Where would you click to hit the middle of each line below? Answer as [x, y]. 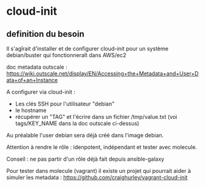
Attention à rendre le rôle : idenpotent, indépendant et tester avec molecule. [102, 147]
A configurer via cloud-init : [41, 92]
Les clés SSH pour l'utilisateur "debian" [65, 104]
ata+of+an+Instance [32, 80]
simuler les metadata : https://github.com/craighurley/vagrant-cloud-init [97, 177]
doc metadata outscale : [37, 67]
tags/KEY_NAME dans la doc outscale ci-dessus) [77, 123]
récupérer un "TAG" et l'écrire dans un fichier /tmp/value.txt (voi [96, 117]
